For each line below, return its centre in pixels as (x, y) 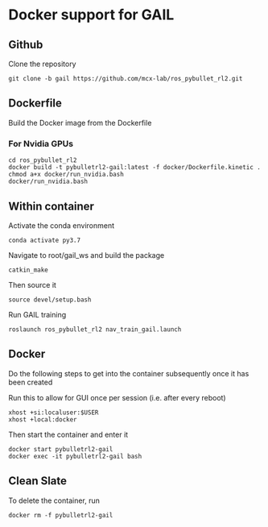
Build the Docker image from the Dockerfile (80, 122)
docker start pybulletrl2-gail (61, 449)
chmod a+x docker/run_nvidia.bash (66, 175)
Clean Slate (37, 481)
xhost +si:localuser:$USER (54, 413)
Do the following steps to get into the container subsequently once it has (129, 373)
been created (31, 382)
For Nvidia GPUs (41, 143)
